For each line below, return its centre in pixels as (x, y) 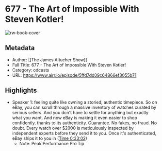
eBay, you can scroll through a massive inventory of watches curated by (84, 107)
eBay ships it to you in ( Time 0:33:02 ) (49, 138)
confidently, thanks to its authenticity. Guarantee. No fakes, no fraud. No (84, 123)
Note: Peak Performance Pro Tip (52, 143)
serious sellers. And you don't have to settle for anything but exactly (80, 112)
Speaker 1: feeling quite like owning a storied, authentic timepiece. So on (85, 102)
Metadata (20, 48)
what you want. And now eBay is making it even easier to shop (74, 117)
